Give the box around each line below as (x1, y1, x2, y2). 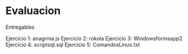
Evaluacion (5, 4, 61, 18)
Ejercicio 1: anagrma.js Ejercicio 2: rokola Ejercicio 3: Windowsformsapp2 (5, 35, 183, 42)
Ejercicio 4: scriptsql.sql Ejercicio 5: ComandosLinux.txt (5, 41, 140, 48)
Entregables (5, 23, 35, 31)
